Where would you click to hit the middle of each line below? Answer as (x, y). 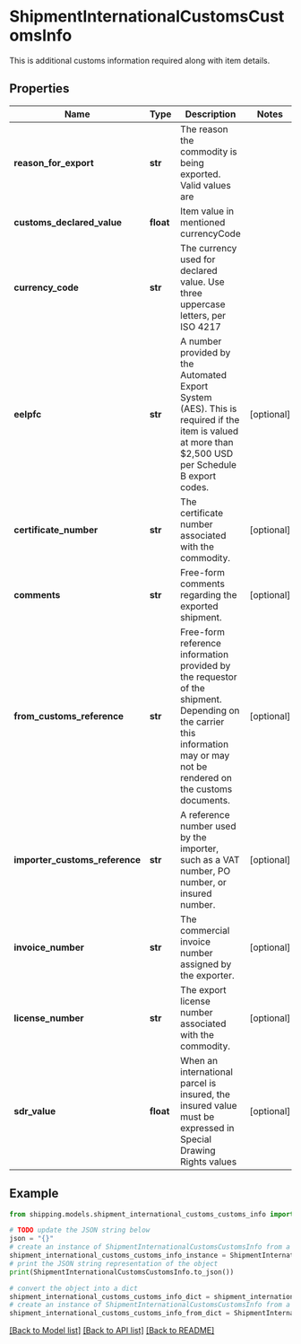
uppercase (203, 304)
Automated (203, 374)
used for (198, 259)
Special (196, 1139)
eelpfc (28, 414)
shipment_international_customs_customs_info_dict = (110, 1296)
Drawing (198, 1150)
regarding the (209, 594)
